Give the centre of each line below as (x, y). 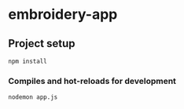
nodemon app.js (33, 97)
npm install (28, 61)
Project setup (42, 44)
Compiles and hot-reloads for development (92, 81)
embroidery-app (63, 15)
